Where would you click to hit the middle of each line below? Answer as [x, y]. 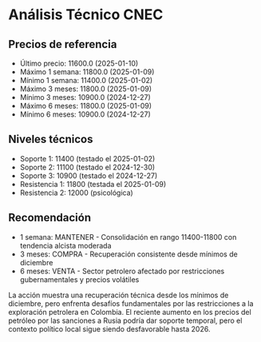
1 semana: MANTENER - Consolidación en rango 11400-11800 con [128, 237]
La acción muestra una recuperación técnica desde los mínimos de [119, 295]
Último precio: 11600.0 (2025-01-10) [79, 63]
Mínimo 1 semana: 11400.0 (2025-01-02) [86, 80]
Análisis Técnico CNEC [86, 15]
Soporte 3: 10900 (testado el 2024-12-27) [89, 175]
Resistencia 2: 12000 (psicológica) [76, 193]
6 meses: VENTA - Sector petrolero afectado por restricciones [122, 271]
